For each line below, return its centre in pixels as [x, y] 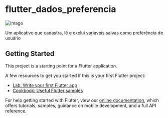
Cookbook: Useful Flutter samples [48, 90]
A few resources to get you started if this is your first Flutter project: [75, 75]
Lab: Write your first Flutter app [45, 85]
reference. [16, 110]
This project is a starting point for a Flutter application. [61, 65]
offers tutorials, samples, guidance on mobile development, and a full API [81, 105]
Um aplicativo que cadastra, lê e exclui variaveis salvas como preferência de [84, 32]
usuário [13, 38]
